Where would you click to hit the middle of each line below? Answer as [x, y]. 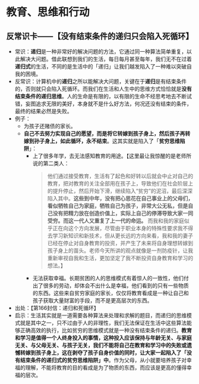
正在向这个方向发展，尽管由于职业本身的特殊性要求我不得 [123, 228]
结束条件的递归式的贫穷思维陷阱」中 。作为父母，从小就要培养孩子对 [103, 360]
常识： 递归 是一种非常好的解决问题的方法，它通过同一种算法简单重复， [101, 52]
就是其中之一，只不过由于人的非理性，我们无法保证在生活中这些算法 [103, 323]
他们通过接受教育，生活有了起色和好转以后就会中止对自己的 [120, 176]
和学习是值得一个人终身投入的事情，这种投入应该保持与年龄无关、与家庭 [103, 338]
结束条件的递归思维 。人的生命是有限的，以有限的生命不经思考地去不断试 [103, 96]
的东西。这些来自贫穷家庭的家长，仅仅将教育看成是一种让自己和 [110, 293]
